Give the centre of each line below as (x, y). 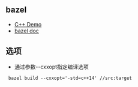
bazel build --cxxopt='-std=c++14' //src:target (70, 78)
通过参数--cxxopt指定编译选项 (51, 67)
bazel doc (27, 31)
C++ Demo (28, 24)
